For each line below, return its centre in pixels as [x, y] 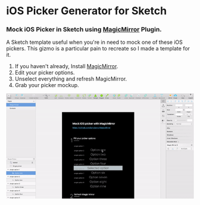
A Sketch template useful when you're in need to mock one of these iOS [94, 42]
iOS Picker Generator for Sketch [87, 11]
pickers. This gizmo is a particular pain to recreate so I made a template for [98, 49]
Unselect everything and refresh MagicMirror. [71, 79]
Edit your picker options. [45, 73]
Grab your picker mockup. [47, 85]
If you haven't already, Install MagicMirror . [66, 66]
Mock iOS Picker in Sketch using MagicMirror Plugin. [84, 30]
